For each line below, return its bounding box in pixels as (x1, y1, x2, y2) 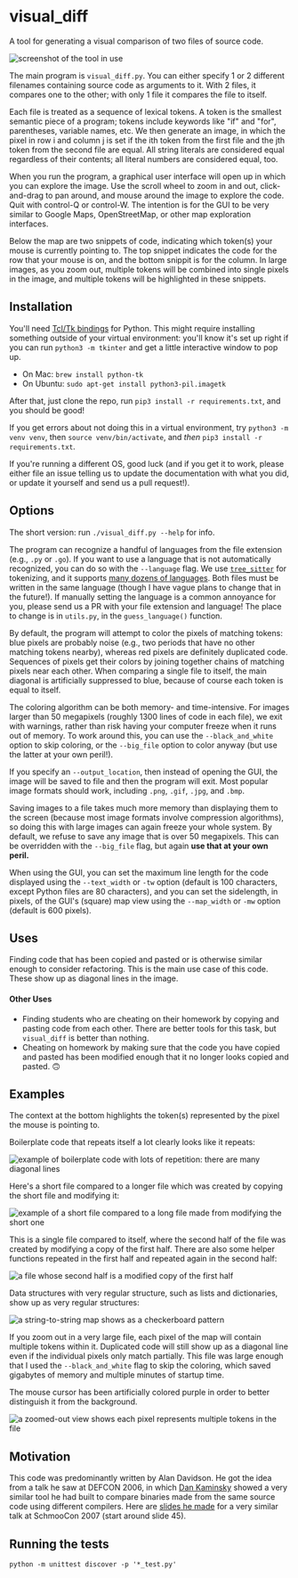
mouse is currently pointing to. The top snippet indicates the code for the (9, 245, 278, 256)
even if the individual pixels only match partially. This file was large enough (9, 1351, 284, 1361)
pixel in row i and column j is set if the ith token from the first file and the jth (9, 135, 286, 145)
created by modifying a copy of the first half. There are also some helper (9, 1244, 276, 1255)
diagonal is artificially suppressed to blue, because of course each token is (9, 675, 284, 685)
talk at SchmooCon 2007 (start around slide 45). (9, 1510, 187, 1521)
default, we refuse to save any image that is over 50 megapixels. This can (9, 830, 279, 841)
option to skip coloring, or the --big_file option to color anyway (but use (9, 740, 278, 750)
